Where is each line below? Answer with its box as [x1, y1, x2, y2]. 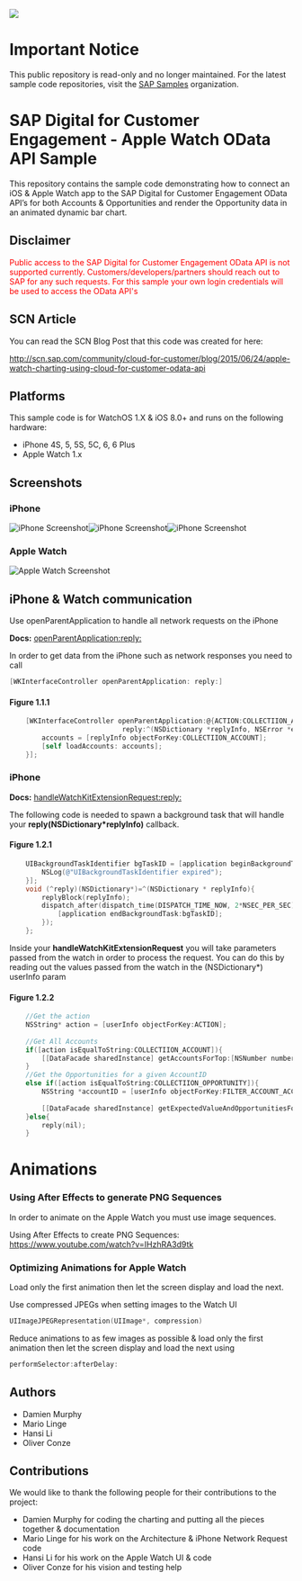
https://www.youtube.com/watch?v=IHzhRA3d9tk [9, 1238, 194, 1250]
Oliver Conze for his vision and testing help [22, 1562, 182, 1573]
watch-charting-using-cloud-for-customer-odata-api [9, 363, 206, 373]
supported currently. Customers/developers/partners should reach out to [9, 266, 280, 277]
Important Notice [9, 40, 139, 60]
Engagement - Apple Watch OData [9, 130, 271, 150]
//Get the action [25, 1012, 91, 1021]
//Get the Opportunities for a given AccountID [25, 1071, 207, 1080]
